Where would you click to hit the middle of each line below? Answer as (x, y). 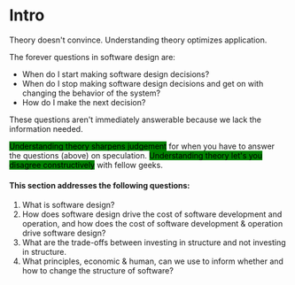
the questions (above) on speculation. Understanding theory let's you (136, 155)
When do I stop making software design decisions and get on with (143, 83)
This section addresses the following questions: (100, 185)
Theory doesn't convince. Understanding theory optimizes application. (138, 40)
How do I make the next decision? (84, 102)
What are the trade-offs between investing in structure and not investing (154, 243)
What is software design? (68, 205)
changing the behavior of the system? (91, 93)
